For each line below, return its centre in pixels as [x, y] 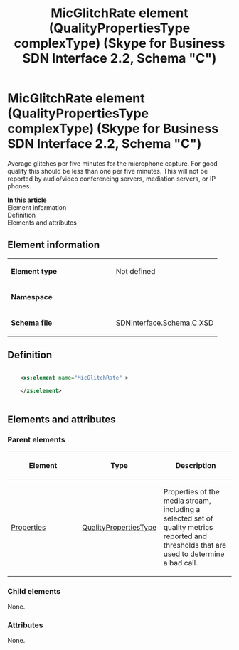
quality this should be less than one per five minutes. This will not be [108, 171]
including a [182, 509]
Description [196, 465]
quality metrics [188, 527]
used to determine [194, 554]
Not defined [136, 271]
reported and [185, 536]
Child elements [34, 591]
